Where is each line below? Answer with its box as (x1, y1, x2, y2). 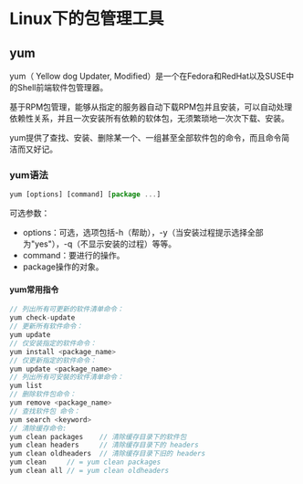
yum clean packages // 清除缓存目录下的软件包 (9, 432, 187, 441)
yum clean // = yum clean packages (9, 458, 162, 467)
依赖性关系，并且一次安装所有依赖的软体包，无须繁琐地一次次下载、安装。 (9, 113, 289, 123)
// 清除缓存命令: (9, 424, 67, 433)
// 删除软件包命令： (9, 390, 77, 399)
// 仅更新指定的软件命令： (9, 355, 98, 365)
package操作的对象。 (22, 261, 104, 272)
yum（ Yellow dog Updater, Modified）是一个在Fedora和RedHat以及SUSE (9, 70, 287, 81)
